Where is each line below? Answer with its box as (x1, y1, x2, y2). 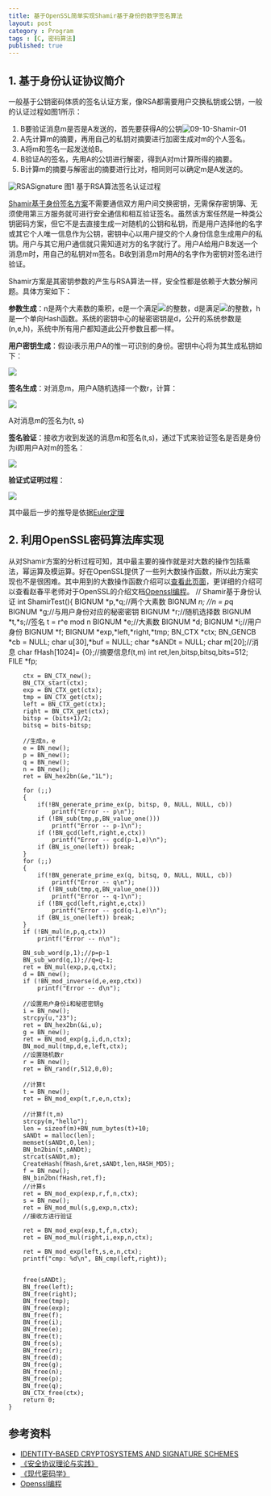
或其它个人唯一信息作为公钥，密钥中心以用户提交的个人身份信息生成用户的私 (8, 228, 263, 238)
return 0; (23, 1396, 56, 1404)
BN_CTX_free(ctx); (23, 1389, 85, 1397)
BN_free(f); (23, 1311, 63, 1319)
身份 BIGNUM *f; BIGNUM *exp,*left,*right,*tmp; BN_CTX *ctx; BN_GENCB (8, 626, 256, 636)
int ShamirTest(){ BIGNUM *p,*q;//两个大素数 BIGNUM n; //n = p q (17, 597, 234, 606)
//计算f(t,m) (23, 1110, 65, 1118)
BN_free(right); (23, 1289, 78, 1298)
